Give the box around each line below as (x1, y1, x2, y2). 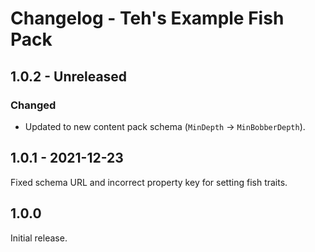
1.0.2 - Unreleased (10, 68, 128, 85)
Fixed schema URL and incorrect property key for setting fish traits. (10, 176, 288, 188)
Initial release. (10, 232, 68, 244)
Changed (10, 98, 57, 112)
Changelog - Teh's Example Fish (10, 7, 285, 30)
